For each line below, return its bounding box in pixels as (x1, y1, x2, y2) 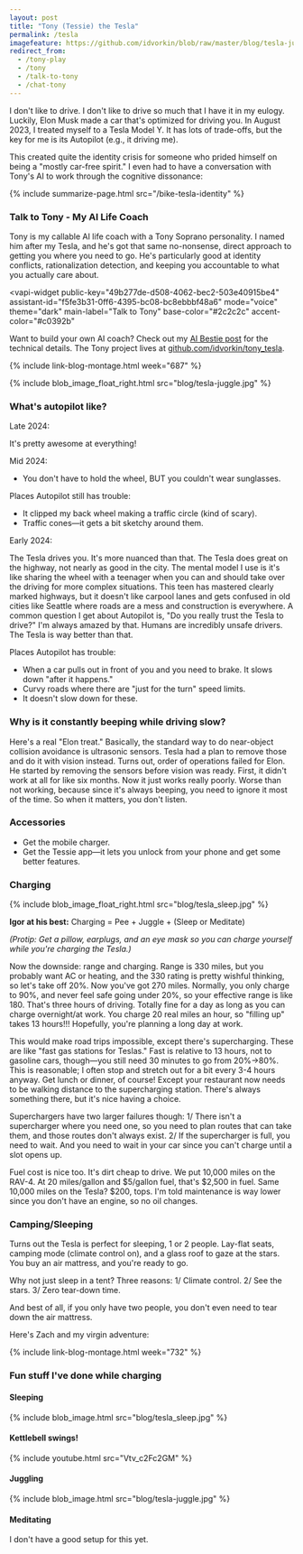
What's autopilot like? (9, 400, 107, 412)
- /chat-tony (17, 80, 67, 89)
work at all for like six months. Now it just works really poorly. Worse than (9, 774, 282, 785)
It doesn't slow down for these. (22, 693, 138, 704)
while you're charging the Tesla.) (9, 944, 133, 955)
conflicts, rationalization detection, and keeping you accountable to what (9, 259, 280, 271)
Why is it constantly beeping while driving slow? (9, 716, 226, 728)
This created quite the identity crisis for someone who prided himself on (9, 151, 278, 162)
